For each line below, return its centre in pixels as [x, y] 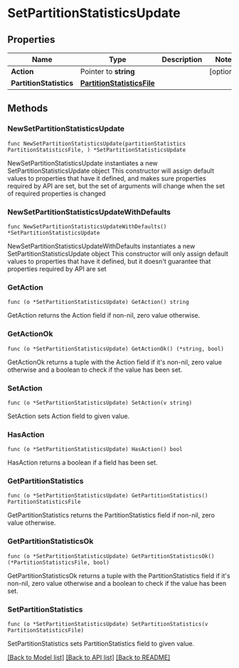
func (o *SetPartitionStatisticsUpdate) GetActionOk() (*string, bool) [116, 349]
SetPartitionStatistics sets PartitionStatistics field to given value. [101, 644]
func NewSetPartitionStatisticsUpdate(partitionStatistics [97, 143]
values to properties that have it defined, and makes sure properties [107, 178]
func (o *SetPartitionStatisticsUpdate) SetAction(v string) [100, 403]
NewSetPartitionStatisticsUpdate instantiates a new [83, 163]
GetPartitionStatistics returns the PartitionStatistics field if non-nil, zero [111, 515]
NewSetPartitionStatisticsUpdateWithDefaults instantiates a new [101, 246]
